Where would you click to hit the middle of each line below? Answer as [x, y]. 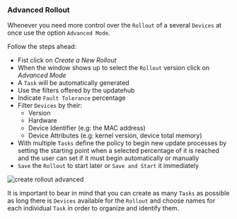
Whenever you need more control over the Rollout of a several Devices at [114, 26]
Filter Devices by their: [50, 106]
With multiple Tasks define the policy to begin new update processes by [122, 143]
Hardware [42, 120]
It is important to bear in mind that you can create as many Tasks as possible [118, 193]
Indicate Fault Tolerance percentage [71, 98]
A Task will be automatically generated [73, 83]
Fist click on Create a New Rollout [67, 60]
